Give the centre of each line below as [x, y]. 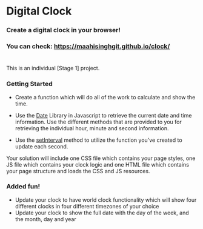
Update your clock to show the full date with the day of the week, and [102, 213]
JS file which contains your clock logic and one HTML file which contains [98, 164]
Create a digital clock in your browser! [64, 30]
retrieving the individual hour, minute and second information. [92, 128]
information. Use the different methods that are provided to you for [98, 122]
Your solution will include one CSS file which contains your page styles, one [101, 158]
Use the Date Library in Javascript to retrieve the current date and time [103, 115]
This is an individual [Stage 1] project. [53, 68]
